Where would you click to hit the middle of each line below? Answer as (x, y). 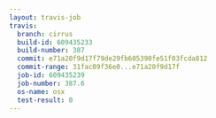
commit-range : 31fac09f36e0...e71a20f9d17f (98, 67)
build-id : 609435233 (55, 42)
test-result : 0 (45, 100)
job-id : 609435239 (51, 75)
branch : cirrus (45, 34)
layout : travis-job (45, 17)
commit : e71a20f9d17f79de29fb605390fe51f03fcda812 (112, 59)
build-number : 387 (51, 51)
